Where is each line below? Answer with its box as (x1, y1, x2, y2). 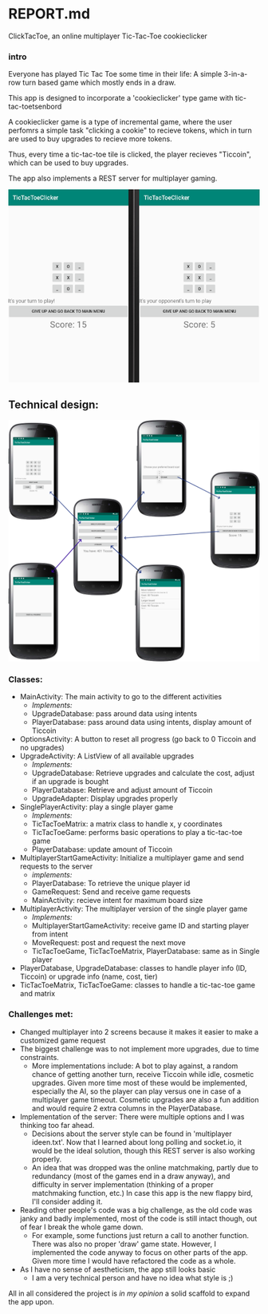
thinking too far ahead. (19, 1120, 95, 1130)
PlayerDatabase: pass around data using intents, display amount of (31, 718, 253, 727)
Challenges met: (8, 1009, 73, 1020)
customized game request (19, 1035, 106, 1045)
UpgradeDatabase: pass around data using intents (31, 709, 198, 718)
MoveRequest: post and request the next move (31, 938, 186, 948)
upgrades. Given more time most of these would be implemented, (31, 1078, 247, 1087)
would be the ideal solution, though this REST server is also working (31, 1146, 255, 1155)
